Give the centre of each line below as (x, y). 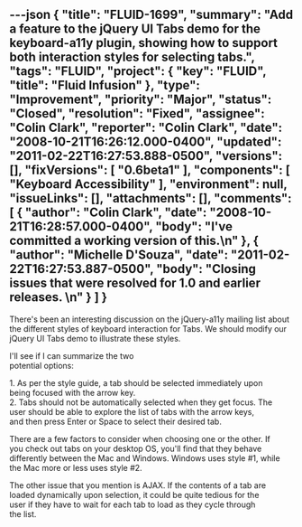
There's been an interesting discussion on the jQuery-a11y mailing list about (150, 319)
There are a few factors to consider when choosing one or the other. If (140, 438)
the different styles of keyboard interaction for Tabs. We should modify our (148, 328)
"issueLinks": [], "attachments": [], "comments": (151, 198)
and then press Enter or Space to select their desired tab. (116, 421)
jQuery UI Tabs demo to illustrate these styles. (95, 338)
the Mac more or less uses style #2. (76, 467)
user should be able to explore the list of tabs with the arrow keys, (132, 411)
